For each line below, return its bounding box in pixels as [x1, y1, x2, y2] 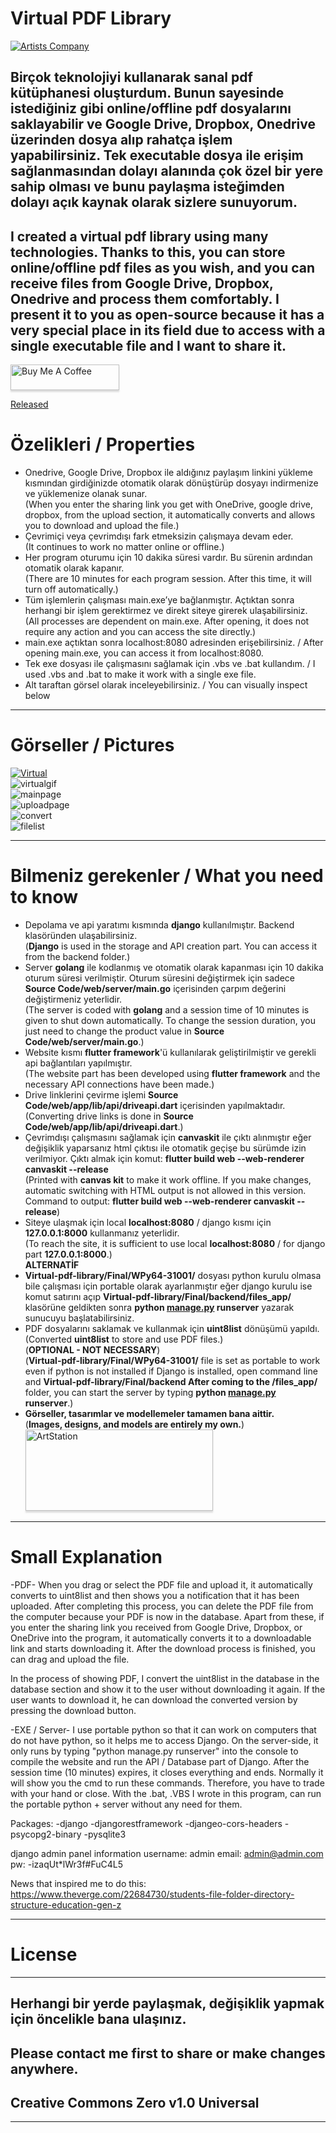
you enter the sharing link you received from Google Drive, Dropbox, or [10, 1621, 303, 1633]
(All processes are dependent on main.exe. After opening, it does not [24, 615, 310, 627]
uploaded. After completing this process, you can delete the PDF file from [10, 1600, 314, 1612]
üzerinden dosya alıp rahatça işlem [10, 132, 233, 149]
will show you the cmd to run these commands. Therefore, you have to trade [10, 1777, 325, 1789]
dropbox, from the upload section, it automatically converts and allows [24, 509, 316, 521]
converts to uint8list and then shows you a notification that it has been [10, 1589, 300, 1601]
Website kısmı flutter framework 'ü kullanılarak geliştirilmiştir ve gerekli [24, 1046, 317, 1058]
